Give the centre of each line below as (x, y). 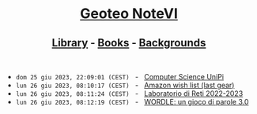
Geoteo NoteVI (129, 14)
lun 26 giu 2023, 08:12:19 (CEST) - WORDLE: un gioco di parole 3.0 (132, 102)
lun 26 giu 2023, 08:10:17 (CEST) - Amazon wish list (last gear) (125, 85)
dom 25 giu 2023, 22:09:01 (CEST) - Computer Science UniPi (119, 77)
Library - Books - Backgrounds (129, 43)
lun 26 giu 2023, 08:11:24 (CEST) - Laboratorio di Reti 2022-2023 (129, 94)
